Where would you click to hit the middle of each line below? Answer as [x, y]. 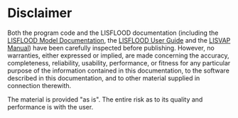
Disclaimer [40, 13]
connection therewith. [39, 85]
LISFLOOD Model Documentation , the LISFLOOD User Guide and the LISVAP [119, 40]
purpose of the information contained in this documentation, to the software [118, 70]
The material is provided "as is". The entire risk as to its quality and [105, 99]
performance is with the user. [50, 107]
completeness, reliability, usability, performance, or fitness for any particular [119, 63]
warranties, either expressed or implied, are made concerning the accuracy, [118, 55]
